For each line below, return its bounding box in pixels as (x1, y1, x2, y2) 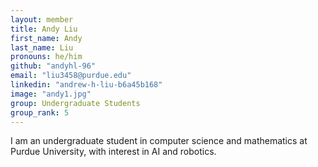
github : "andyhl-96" (10, 61, 97, 71)
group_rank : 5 (10, 107, 70, 118)
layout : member (10, 14, 74, 25)
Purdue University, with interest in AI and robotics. (10, 146, 217, 158)
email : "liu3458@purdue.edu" (10, 71, 132, 81)
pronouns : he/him (10, 52, 83, 62)
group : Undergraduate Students (10, 98, 141, 108)
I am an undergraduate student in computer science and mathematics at (10, 135, 308, 147)
